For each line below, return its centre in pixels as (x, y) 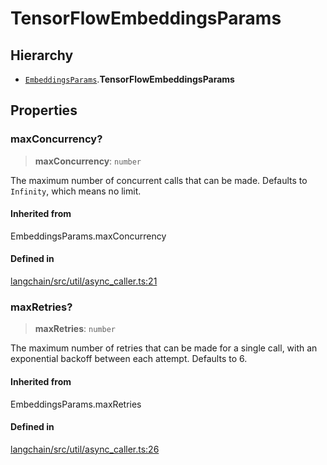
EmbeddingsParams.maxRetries (76, 404)
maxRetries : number (75, 329)
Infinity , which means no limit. (76, 191)
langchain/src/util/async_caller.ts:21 (84, 281)
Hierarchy (42, 55)
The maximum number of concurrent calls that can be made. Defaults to (159, 180)
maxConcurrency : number (88, 161)
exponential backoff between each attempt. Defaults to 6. (129, 359)
